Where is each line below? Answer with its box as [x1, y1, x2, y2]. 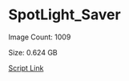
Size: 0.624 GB [8, 47, 58, 57]
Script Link [8, 63, 44, 73]
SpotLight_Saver [8, 6, 122, 24]
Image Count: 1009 [8, 32, 71, 42]
